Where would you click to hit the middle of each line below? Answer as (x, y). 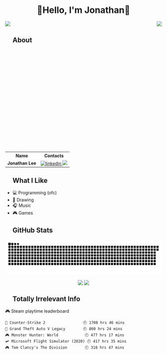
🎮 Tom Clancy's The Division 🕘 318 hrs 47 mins (65, 348)
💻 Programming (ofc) (35, 193)
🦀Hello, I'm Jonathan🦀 (83, 10)
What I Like (30, 180)
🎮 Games (23, 213)
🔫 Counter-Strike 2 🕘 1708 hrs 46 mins (65, 323)
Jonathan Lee (22, 163)
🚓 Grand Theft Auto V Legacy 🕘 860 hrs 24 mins (64, 329)
